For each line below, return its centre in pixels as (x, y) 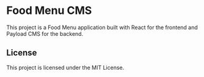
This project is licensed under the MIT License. (65, 67)
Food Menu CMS (49, 11)
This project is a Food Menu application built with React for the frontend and (102, 27)
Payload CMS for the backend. (45, 33)
